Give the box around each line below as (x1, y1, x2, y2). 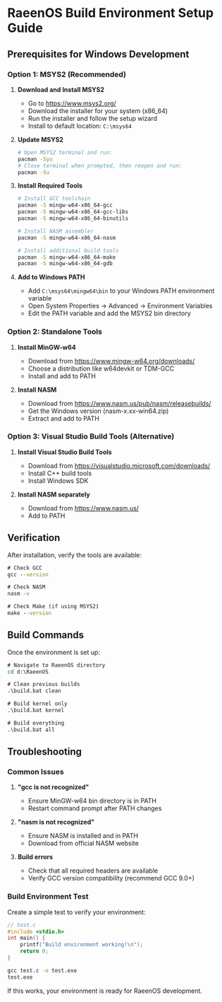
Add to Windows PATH (17, 273, 86, 281)
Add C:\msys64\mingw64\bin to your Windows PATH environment (27, 286, 215, 295)
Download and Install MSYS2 (17, 85, 104, 93)
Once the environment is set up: (7, 648, 101, 656)
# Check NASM (7, 583, 46, 591)
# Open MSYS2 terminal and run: (17, 148, 113, 156)
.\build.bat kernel (7, 707, 65, 714)
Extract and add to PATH (27, 414, 100, 422)
